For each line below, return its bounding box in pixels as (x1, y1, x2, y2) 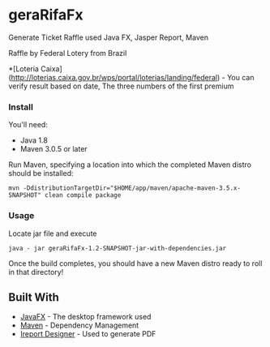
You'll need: (8, 120, 49, 130)
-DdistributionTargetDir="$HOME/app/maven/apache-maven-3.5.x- (23, 184, 242, 192)
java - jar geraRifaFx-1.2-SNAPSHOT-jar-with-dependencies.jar (8, 244, 227, 252)
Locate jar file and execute (8, 229, 97, 238)
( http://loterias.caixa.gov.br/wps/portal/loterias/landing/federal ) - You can (8, 72, 255, 82)
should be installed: (8, 169, 75, 178)
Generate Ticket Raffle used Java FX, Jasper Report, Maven (8, 32, 209, 42)
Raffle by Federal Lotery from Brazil (8, 48, 127, 58)
